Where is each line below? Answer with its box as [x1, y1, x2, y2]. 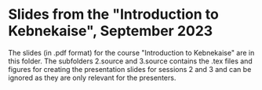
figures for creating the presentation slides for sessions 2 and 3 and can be [8, 64, 252, 74]
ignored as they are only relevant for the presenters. [8, 73, 176, 82]
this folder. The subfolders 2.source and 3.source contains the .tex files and [8, 56, 253, 66]
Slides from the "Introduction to [8, 5, 220, 23]
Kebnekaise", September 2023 [8, 22, 213, 40]
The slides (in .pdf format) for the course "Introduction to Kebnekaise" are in [8, 48, 255, 57]
